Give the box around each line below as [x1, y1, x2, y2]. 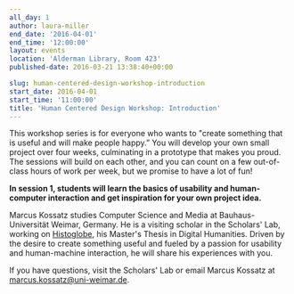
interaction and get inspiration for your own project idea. [47, 192, 262, 203]
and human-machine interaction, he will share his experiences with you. [9, 248, 274, 258]
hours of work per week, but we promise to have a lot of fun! [29, 166, 253, 176]
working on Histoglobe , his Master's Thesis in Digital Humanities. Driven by [9, 229, 285, 240]
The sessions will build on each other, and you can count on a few [9, 157, 252, 167]
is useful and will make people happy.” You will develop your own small [9, 137, 270, 148]
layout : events [9, 46, 66, 55]
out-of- [253, 157, 281, 167]
